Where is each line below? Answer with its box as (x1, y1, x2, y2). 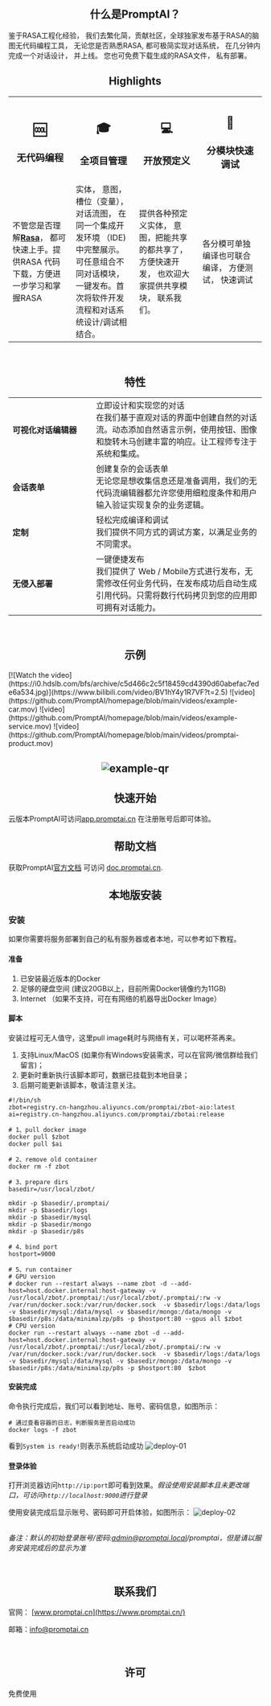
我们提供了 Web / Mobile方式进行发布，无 (96, 565, 253, 576)
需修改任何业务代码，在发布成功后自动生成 (96, 577, 257, 588)
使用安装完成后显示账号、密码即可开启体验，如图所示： (8, 1507, 191, 1517)
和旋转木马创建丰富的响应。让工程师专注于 (96, 436, 257, 447)
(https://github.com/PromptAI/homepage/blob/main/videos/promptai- (8, 730, 240, 740)
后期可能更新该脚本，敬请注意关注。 (19, 1080, 141, 1089)
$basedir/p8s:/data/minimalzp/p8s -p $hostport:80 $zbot (8, 1364, 207, 1372)
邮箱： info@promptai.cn (8, 1625, 89, 1634)
